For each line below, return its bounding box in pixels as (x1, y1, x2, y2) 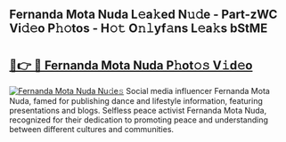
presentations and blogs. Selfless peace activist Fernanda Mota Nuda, (9, 106, 267, 115)
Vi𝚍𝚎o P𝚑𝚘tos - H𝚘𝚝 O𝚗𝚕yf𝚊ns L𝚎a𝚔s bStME (9, 21, 268, 36)
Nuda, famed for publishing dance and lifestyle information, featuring (9, 96, 263, 106)
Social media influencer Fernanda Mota (126, 86, 270, 96)
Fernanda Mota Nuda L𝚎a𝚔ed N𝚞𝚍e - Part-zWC (9, 7, 278, 22)
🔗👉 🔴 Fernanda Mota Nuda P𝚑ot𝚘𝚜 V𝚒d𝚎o (9, 58, 253, 73)
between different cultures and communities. (9, 124, 175, 134)
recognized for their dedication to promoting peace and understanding (9, 114, 269, 125)
